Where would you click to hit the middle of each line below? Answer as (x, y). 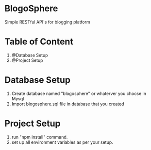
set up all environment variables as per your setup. (62, 142)
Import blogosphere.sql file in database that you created (68, 104)
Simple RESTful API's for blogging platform (47, 22)
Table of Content (39, 42)
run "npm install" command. (40, 137)
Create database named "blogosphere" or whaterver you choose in (79, 94)
